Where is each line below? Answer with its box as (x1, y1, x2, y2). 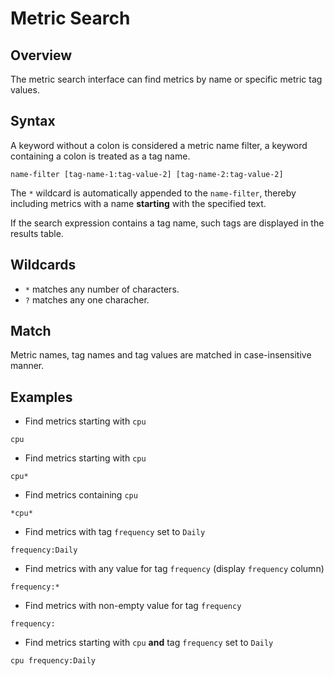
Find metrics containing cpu (24, 489, 138, 501)
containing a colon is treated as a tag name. (10, 150, 191, 162)
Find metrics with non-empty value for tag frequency (24, 600, 242, 612)
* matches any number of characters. (24, 283, 180, 295)
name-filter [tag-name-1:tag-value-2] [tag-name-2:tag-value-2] (10, 169, 284, 179)
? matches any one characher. (24, 293, 150, 306)
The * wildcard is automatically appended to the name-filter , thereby (10, 187, 297, 199)
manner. (10, 360, 45, 372)
